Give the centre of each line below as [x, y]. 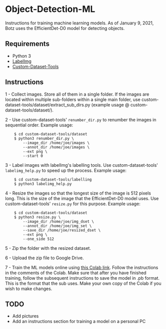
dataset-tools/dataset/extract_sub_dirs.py [48, 105]
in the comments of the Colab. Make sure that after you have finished [76, 273]
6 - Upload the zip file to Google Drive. [45, 258]
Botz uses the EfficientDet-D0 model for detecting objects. [65, 28]
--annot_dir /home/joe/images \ [56, 147]
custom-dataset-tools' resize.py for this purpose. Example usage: [73, 204]
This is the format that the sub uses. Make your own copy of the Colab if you [83, 283]
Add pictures [25, 316]
